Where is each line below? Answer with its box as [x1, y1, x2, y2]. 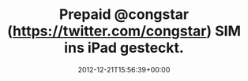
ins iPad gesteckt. [63, 39, 185, 57]
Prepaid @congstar [58, 6, 190, 24]
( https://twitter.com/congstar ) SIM [6, 22, 242, 40]
